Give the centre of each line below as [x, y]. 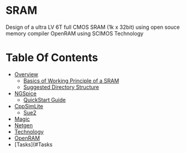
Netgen [23, 125]
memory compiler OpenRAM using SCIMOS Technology [75, 33]
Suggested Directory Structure [61, 87]
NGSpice [25, 93]
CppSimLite [28, 106]
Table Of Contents [52, 58]
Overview [26, 74]
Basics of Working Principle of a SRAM [71, 80]
